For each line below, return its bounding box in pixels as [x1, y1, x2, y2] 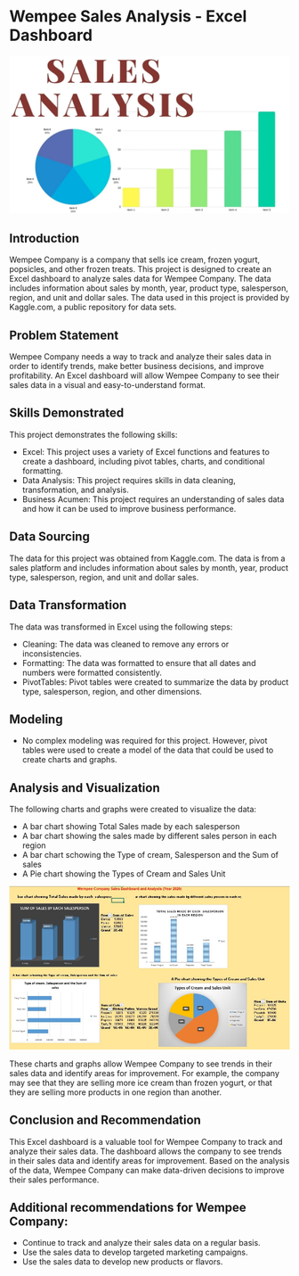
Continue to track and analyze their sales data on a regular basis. [21, 1238, 261, 1248]
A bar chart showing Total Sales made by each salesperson [21, 821, 240, 832]
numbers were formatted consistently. [21, 667, 162, 678]
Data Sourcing [9, 529, 91, 545]
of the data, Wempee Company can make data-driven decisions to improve [9, 1165, 285, 1175]
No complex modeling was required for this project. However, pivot [21, 736, 268, 746]
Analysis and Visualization [9, 780, 160, 795]
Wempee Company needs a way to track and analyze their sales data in [9, 351, 271, 362]
